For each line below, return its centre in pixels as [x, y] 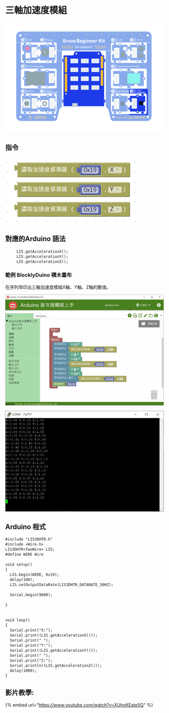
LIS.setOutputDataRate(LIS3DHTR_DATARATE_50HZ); [62, 585]
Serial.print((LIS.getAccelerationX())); [54, 635]
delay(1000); [23, 671]
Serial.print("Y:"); [31, 646]
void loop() [18, 620]
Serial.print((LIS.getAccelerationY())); [54, 651]
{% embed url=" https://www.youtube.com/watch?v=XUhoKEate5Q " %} [79, 705]
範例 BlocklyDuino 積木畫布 [38, 275]
